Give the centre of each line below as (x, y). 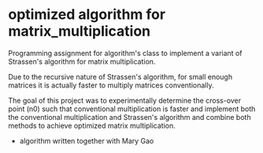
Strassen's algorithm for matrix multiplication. (82, 62)
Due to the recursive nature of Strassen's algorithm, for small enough (120, 76)
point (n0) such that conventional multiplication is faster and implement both (132, 109)
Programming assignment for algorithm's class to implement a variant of (125, 53)
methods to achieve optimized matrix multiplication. (92, 125)
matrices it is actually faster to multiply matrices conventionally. (111, 85)
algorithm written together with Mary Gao (87, 140)
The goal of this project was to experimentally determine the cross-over (125, 100)
